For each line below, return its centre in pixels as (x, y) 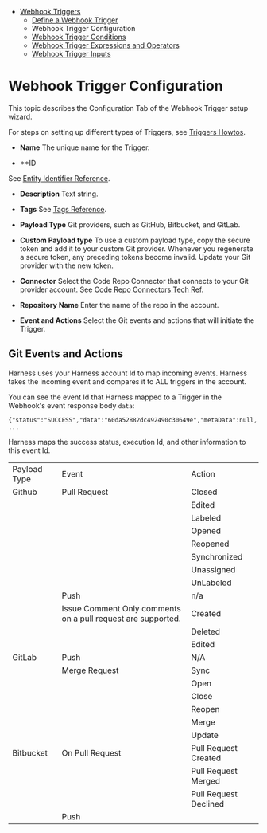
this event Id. (29, 450)
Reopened (210, 544)
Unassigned (213, 569)
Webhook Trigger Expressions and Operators (106, 45)
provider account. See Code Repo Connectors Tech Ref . (112, 289)
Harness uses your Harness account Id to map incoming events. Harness (128, 373)
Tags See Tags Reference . (63, 209)
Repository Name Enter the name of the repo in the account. (119, 305)
